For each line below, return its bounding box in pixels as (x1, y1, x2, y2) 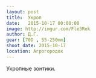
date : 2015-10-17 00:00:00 (6, 20, 80, 26)
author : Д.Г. (6, 31, 39, 37)
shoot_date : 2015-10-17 (6, 43, 66, 49)
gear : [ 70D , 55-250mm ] (6, 37, 66, 43)
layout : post (6, 8, 39, 15)
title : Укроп (6, 15, 42, 21)
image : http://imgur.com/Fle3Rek (6, 25, 91, 32)
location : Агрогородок (6, 48, 63, 54)
